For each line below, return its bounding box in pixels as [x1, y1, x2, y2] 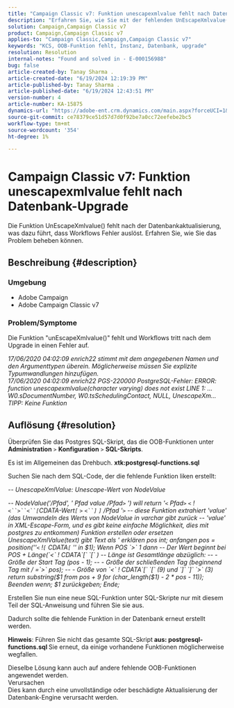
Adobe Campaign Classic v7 [17, 300, 99, 309]
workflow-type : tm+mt [8, 120, 71, 127]
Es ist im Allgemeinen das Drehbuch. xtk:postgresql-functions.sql [8, 458, 200, 467]
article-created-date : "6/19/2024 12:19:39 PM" [8, 74, 149, 82]
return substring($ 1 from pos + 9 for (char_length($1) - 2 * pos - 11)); [8, 572, 204, 581]
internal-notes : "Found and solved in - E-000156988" [8, 56, 167, 63]
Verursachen [8, 678, 44, 686]
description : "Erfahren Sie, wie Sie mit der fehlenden [8, 17, 173, 24]
